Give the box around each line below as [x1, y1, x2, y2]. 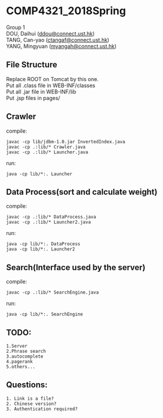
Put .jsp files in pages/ [6, 94, 60, 101]
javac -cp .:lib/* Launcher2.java [6, 219, 92, 226]
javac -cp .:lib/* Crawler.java [6, 144, 86, 150]
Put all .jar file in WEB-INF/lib [6, 88, 77, 95]
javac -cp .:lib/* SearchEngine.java [6, 290, 99, 295]
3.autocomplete [6, 353, 44, 359]
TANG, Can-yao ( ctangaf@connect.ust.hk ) [6, 36, 110, 43]
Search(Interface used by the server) [6, 262, 146, 272]
